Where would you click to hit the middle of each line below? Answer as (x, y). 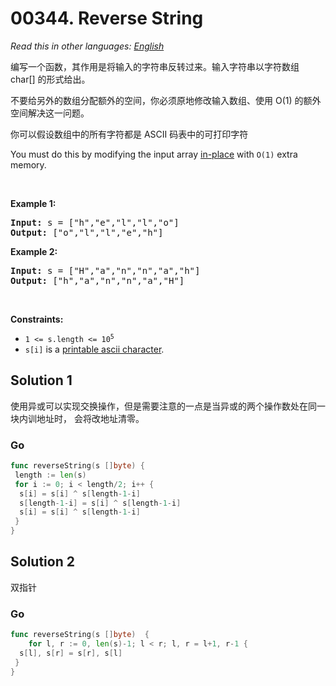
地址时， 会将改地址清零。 (90, 418)
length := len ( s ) (50, 475)
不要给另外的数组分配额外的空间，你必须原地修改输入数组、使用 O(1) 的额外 (166, 100)
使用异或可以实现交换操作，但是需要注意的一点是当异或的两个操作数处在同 (163, 406)
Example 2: (34, 251)
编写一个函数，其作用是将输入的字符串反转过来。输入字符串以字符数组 (155, 66)
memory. (28, 164)
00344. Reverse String (107, 18)
